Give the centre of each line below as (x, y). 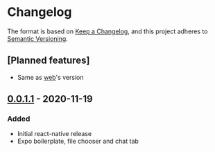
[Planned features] (49, 61)
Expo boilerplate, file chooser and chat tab (78, 141)
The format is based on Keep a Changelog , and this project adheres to (108, 31)
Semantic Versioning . (37, 38)
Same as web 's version (50, 77)
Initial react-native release (54, 134)
